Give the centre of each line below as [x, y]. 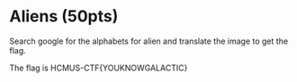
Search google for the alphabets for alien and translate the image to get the [149, 41]
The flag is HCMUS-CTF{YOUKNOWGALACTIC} [99, 68]
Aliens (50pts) [64, 16]
